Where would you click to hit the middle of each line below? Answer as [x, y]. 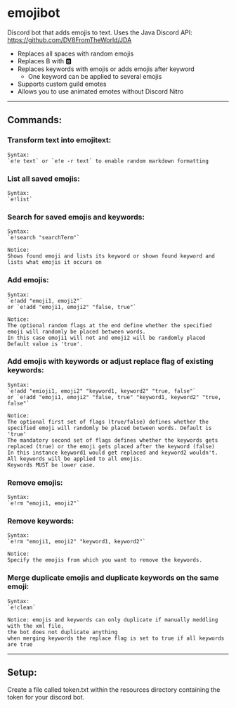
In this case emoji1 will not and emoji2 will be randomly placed [106, 338]
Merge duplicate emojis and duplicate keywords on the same [113, 578]
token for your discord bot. [46, 697]
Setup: [22, 672]
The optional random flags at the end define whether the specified [110, 325]
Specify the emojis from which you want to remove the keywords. [105, 560]
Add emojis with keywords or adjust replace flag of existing [111, 362]
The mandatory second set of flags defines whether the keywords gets [113, 440]
